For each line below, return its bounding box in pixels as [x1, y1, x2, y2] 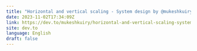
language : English [6, 30, 51, 36]
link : [6, 19, 19, 25]
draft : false [6, 36, 38, 42]
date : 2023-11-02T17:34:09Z [6, 14, 75, 20]
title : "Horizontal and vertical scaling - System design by [6, 8, 159, 15]
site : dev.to [6, 25, 38, 31]
